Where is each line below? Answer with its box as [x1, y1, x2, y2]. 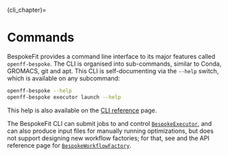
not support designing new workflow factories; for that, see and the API [7, 133, 209, 142]
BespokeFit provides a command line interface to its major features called [7, 52, 216, 60]
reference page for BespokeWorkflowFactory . [7, 141, 132, 149]
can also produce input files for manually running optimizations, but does [7, 127, 214, 135]
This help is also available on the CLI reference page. [7, 106, 157, 114]
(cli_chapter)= [7, 6, 47, 14]
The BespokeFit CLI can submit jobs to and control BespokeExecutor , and [7, 119, 212, 127]
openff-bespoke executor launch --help [7, 94, 122, 101]
